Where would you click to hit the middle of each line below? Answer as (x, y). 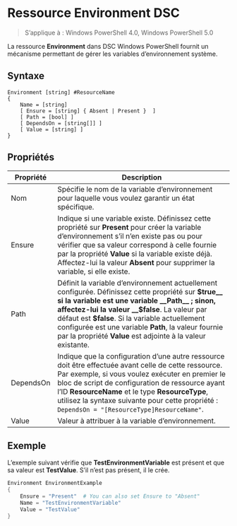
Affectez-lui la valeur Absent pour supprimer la (136, 262)
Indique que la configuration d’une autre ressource (141, 356)
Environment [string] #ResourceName (61, 92)
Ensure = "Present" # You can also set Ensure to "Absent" (110, 496)
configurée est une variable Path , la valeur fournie (140, 327)
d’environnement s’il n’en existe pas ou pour (130, 236)
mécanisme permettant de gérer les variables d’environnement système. (113, 54)
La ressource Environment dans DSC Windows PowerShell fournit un (108, 46)
